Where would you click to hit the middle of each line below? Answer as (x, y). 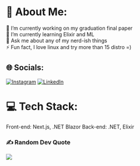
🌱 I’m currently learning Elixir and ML (50, 34)
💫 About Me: (37, 12)
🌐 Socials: (25, 68)
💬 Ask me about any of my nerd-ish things (57, 40)
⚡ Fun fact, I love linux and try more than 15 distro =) (69, 47)
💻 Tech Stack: (42, 106)
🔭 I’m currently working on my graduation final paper (69, 28)
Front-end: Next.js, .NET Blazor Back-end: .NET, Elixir (70, 127)
